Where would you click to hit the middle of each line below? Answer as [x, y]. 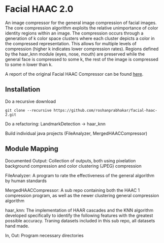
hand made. [17, 226]
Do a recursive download [31, 101]
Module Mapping [32, 149]
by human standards [26, 181]
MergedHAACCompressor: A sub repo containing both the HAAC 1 [72, 190]
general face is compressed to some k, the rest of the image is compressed [82, 59]
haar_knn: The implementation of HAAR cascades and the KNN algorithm [79, 210]
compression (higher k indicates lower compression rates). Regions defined [82, 49]
